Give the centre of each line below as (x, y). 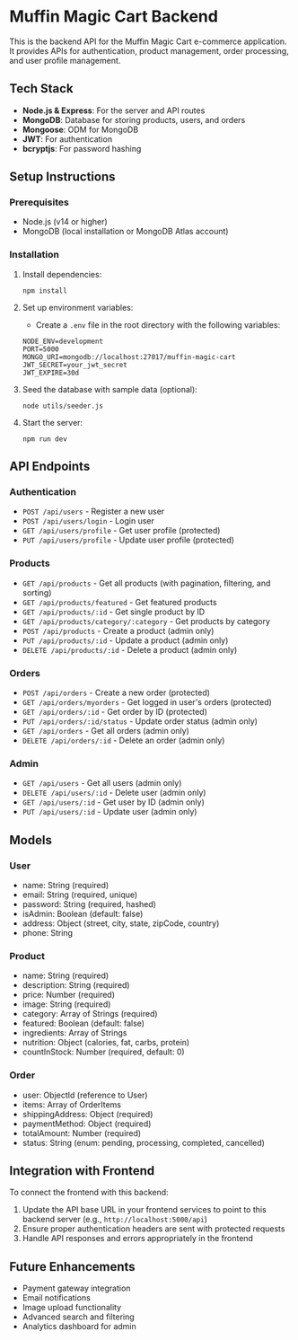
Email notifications (57, 1298)
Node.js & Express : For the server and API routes (114, 110)
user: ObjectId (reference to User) (85, 1095)
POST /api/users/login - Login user (88, 521)
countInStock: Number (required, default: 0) (104, 1052)
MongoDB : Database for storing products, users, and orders (134, 119)
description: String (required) (76, 985)
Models (31, 840)
